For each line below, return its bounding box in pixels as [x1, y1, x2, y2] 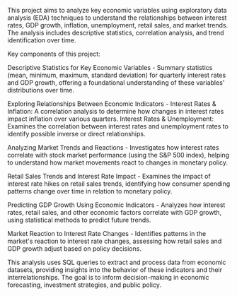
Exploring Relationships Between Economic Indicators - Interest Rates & [7, 100, 217, 108]
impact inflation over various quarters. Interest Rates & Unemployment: [7, 114, 214, 123]
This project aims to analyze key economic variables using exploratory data [7, 6, 228, 14]
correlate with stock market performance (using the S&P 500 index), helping [7, 151, 230, 159]
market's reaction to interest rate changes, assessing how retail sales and [7, 237, 222, 245]
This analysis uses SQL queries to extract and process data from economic [7, 258, 226, 266]
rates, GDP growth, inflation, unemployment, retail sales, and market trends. [7, 21, 229, 29]
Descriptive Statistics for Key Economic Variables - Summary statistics [7, 64, 213, 71]
